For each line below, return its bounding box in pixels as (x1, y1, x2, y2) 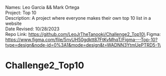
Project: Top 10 (5, 10, 36, 16)
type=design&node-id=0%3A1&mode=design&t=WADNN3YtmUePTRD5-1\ (5, 42, 161, 48)
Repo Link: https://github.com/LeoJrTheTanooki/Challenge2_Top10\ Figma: (5, 31, 161, 37)
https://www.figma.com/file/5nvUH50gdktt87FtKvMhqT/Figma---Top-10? (5, 36, 158, 43)
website (5, 20, 22, 26)
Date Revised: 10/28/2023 (5, 26, 60, 32)
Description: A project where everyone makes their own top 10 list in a (5, 15, 151, 21)
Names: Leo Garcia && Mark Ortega (5, 5, 79, 10)
